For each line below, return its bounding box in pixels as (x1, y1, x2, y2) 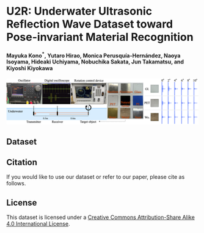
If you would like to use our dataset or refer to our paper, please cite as (6, 173, 185, 181)
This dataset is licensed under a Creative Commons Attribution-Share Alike (6, 213, 195, 221)
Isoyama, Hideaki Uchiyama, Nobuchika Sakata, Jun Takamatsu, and (6, 58, 184, 65)
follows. (6, 180, 26, 187)
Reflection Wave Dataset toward (6, 17, 173, 31)
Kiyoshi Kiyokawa (6, 65, 53, 72)
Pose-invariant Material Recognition (6, 30, 194, 44)
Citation (6, 157, 38, 167)
